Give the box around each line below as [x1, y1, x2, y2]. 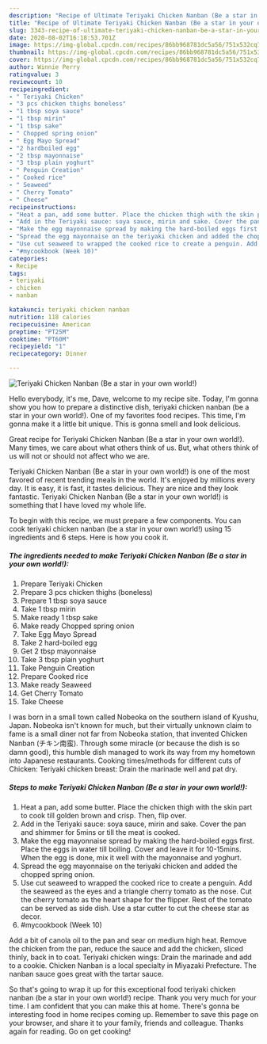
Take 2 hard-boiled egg [20, 638, 97, 647]
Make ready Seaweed [20, 680, 92, 689]
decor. [20, 912, 42, 921]
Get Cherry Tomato [20, 688, 84, 698]
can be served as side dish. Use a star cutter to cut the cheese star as [20, 903, 250, 913]
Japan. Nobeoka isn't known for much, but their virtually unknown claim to [9, 720, 253, 730]
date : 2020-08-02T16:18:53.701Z [9, 33, 116, 42]
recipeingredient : [9, 85, 70, 93]
